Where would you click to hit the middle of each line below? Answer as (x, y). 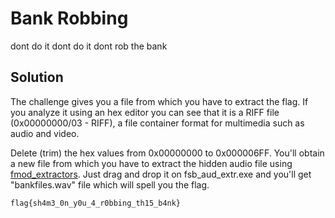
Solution (37, 77)
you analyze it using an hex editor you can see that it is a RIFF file (145, 112)
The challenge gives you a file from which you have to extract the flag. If (159, 101)
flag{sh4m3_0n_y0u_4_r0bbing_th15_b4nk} (96, 203)
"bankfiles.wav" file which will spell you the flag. (110, 184)
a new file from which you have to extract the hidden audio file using (151, 163)
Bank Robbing (69, 18)
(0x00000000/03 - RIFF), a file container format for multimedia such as (157, 123)
